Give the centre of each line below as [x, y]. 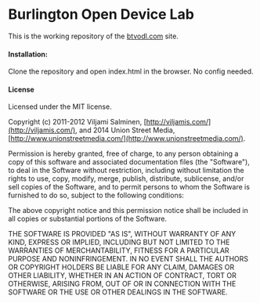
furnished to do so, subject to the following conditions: [96, 195]
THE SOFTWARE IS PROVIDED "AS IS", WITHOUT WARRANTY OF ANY [122, 234]
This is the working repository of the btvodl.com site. [93, 36]
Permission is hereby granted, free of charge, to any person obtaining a [123, 153]
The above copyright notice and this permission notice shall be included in [128, 211]
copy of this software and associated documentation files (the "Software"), [129, 162]
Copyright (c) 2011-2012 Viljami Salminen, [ [78, 122]
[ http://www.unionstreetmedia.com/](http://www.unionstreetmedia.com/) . [127, 139]
